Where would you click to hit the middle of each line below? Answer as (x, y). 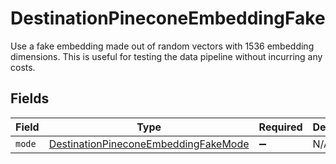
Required (280, 127)
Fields (30, 98)
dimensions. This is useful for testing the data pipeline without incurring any (166, 56)
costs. (23, 67)
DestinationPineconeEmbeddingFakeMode (149, 144)
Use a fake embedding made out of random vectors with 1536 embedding (162, 46)
